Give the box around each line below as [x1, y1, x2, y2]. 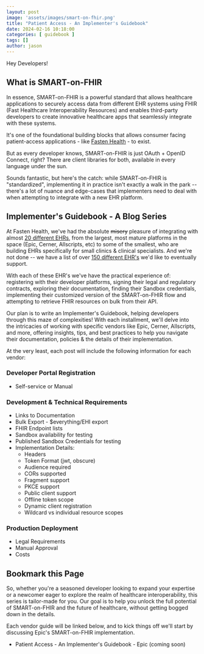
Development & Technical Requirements [6, 397, 128, 406]
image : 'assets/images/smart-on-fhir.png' [6, 15, 116, 21]
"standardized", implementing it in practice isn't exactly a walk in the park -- [6, 180, 197, 188]
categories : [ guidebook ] [6, 32, 75, 38]
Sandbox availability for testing [15, 431, 93, 439]
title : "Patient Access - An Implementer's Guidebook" [6, 20, 149, 26]
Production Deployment [6, 524, 79, 533]
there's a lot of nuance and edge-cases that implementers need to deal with [6, 187, 197, 194]
